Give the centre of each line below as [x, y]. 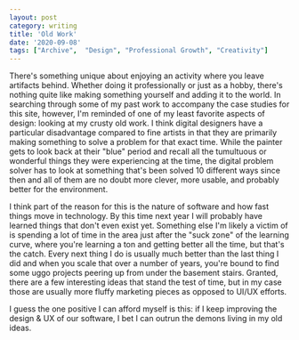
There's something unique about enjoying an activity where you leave [137, 76]
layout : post [33, 17]
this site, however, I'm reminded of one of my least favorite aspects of [137, 114]
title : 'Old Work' [43, 34]
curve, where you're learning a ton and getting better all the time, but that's [147, 245]
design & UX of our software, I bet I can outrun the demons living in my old [146, 319]
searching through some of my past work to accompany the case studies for [149, 104]
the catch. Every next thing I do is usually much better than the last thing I [144, 254]
